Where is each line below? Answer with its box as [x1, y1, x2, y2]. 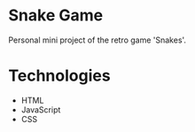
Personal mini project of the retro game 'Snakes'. [8, 35, 187, 45]
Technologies [8, 66, 112, 86]
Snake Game [8, 5, 104, 26]
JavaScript [20, 104, 61, 115]
